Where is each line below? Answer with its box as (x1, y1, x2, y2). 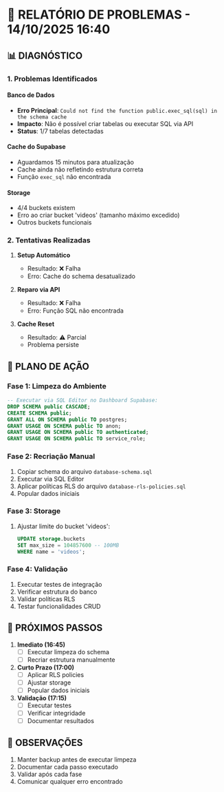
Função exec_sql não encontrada (16, 172, 111, 180)
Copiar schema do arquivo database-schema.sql (16, 467, 153, 475)
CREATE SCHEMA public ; (7, 410, 72, 417)
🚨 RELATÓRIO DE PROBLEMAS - (7, 7, 191, 23)
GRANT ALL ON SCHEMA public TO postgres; (7, 416, 128, 423)
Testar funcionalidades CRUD (16, 602, 101, 610)
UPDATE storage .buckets (16, 535, 86, 542)
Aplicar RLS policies (27, 670, 85, 678)
